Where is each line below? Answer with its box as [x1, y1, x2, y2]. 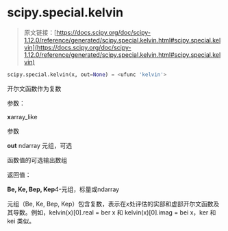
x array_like [7, 112, 38, 121]
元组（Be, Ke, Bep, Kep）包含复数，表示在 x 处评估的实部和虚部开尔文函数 [7, 199, 214, 208]
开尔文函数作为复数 [7, 84, 62, 93]
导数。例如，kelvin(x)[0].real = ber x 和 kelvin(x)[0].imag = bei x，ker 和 [12, 208, 216, 217]
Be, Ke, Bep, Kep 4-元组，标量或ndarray [7, 185, 120, 193]
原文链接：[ [23, 28, 57, 36]
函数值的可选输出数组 [7, 156, 67, 164]
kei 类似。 [7, 217, 36, 225]
